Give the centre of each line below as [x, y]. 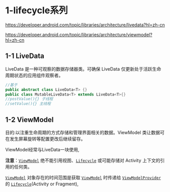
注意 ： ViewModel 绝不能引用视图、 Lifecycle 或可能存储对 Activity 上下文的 [83, 160]
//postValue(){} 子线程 [29, 99]
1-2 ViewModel [29, 120]
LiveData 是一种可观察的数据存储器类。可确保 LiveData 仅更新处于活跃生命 [83, 69]
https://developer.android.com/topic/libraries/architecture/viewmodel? [79, 35]
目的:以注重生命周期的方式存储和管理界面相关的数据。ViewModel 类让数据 [83, 132]
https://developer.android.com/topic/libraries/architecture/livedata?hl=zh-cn [85, 25]
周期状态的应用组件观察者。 [34, 75]
